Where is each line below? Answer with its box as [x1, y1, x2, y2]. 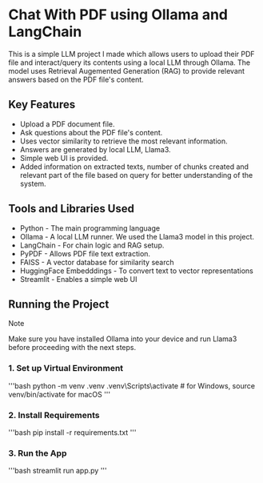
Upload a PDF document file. [19, 119, 115, 129]
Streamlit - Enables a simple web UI [19, 274, 137, 284]
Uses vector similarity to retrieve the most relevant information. [19, 136, 228, 146]
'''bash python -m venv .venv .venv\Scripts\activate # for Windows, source [8, 380, 256, 390]
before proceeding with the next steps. [8, 343, 137, 352]
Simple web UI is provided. [19, 153, 109, 163]
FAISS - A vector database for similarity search [19, 257, 174, 267]
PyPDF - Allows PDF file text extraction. [19, 248, 150, 258]
